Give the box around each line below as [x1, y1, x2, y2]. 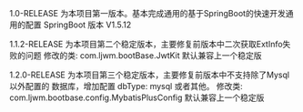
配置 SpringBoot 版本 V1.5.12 [25, 19, 132, 30]
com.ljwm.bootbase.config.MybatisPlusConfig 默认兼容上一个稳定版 [9, 92, 265, 103]
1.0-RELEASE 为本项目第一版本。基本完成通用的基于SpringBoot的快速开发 [9, 8, 287, 18]
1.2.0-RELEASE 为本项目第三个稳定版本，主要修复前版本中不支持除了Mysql [9, 69, 289, 80]
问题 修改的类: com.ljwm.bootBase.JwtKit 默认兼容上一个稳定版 [25, 50, 262, 61]
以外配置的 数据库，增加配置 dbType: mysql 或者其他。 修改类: [9, 81, 243, 91]
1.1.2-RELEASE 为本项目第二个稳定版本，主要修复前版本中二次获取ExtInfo [9, 39, 284, 49]
